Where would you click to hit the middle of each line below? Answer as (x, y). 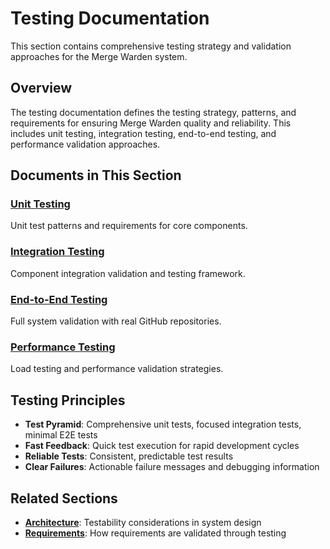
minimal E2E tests (61, 435)
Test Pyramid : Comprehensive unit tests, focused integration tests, (163, 424)
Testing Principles (68, 400)
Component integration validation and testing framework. (128, 273)
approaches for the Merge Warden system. (99, 56)
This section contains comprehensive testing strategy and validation (151, 46)
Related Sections (64, 498)
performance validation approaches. (85, 144)
